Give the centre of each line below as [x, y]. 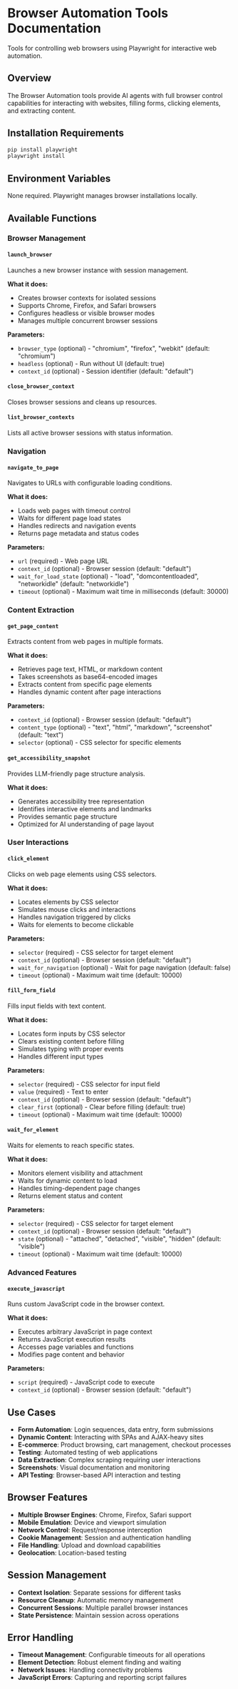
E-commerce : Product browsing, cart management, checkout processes [124, 1445]
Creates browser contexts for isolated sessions [87, 297]
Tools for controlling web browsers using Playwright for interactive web [112, 48]
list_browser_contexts [41, 417]
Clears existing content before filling [71, 1041]
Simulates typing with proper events [71, 1049]
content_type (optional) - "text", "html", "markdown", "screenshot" [115, 728]
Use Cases [32, 1412]
